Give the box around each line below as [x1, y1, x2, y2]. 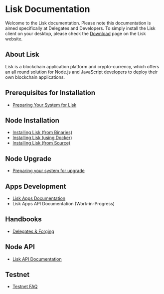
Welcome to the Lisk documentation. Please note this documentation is [5, 20, 151, 26]
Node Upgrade [5, 154, 51, 163]
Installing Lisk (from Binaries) [12, 130, 73, 136]
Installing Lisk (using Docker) [12, 135, 72, 141]
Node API [5, 243, 35, 251]
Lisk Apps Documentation [12, 195, 66, 201]
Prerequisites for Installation [5, 89, 96, 97]
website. [5, 36, 23, 42]
